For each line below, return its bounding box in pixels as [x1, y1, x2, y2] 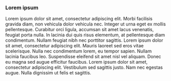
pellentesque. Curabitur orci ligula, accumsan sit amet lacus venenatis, [5, 26, 154, 33]
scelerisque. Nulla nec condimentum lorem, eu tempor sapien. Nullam [5, 48, 152, 55]
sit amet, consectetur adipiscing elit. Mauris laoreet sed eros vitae [5, 43, 144, 49]
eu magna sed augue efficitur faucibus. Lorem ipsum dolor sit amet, [5, 59, 148, 65]
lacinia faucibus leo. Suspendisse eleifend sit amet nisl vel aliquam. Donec [5, 53, 162, 60]
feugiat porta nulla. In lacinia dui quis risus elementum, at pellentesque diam [5, 32, 165, 38]
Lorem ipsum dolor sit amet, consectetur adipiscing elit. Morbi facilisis [5, 16, 153, 22]
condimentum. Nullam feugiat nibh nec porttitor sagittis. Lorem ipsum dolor [5, 37, 163, 43]
